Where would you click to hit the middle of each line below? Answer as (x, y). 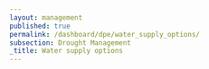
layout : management (46, 17)
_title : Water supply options (66, 51)
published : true (40, 26)
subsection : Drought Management (70, 43)
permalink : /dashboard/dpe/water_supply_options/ (105, 34)
